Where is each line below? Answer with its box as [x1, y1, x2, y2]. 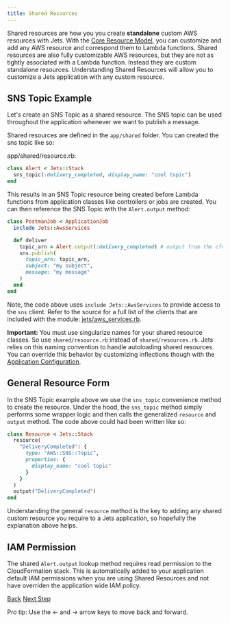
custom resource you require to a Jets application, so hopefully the [7, 514, 196, 522]
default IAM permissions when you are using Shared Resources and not [7, 574, 209, 582]
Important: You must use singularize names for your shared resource [7, 328, 203, 336]
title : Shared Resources [7, 10, 78, 17]
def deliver [13, 237, 48, 244]
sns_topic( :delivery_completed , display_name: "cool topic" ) [13, 172, 192, 178]
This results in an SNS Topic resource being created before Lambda [7, 190, 199, 199]
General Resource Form [7, 377, 110, 389]
